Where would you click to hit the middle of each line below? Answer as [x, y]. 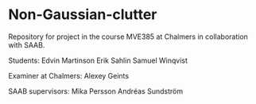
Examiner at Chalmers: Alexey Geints [69, 75]
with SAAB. [27, 44]
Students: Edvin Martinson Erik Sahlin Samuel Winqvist [98, 60]
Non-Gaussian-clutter [83, 15]
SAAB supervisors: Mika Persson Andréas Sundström [96, 91]
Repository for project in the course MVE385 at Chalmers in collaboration [128, 37]
